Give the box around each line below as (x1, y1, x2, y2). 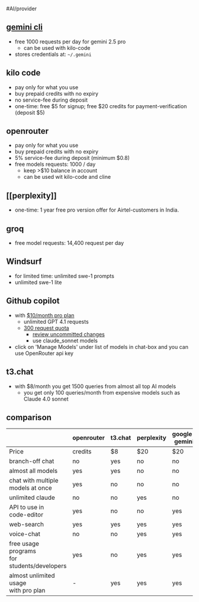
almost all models (9, 467, 58, 475)
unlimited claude (9, 493, 55, 502)
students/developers (9, 562, 67, 570)
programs (9, 547, 37, 555)
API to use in (9, 503, 44, 512)
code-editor (9, 510, 43, 519)
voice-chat (9, 530, 40, 538)
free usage (9, 540, 40, 548)
